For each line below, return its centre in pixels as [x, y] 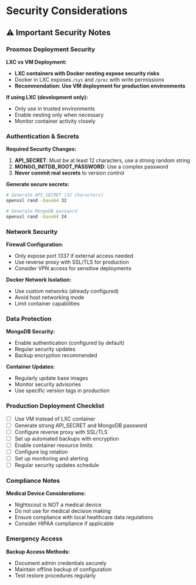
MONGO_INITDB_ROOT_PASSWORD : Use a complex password [91, 167]
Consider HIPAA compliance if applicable [64, 523]
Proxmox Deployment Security [51, 49]
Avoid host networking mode [49, 297]
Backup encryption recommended [56, 355]
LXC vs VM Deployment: [37, 62]
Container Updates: [31, 367]
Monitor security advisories [48, 384]
